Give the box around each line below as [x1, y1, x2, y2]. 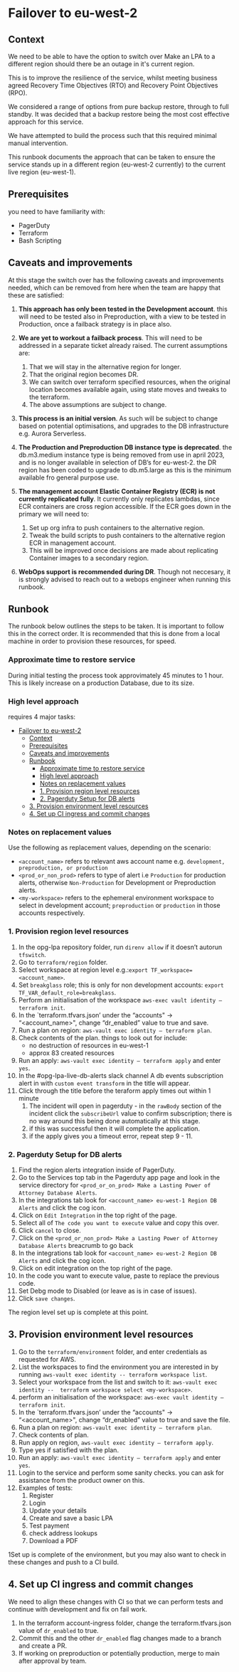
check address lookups [28, 1528, 98, 1538]
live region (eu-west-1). [8, 168, 76, 176]
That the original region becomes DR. [28, 370, 139, 379]
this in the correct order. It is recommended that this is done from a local [8, 630, 220, 638]
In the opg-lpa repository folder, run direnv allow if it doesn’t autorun [18, 943, 223, 951]
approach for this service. [8, 117, 84, 126]
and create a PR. [18, 1641, 67, 1650]
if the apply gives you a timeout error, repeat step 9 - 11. [28, 1131, 193, 1140]
